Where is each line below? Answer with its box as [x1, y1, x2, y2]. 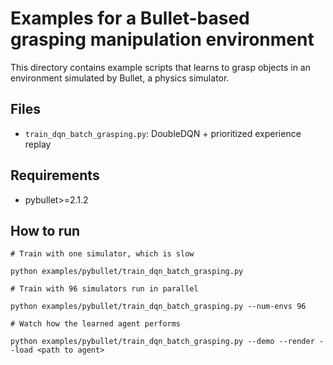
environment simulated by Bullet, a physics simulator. [10, 72, 230, 84]
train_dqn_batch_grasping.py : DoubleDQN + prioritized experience [24, 127, 302, 139]
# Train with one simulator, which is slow [10, 249, 195, 259]
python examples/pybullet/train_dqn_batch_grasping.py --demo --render [10, 337, 315, 347]
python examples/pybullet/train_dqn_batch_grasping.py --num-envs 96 [10, 302, 307, 312]
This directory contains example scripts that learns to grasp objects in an [10, 61, 311, 73]
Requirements [10, 167, 100, 184]
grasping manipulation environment [10, 28, 315, 51]
